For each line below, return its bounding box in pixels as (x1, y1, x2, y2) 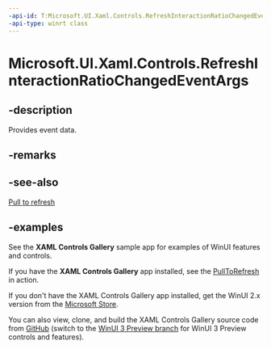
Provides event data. (8, 124, 77, 134)
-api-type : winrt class (8, 19, 89, 27)
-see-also (8, 175, 59, 190)
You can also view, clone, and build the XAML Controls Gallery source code (8, 314, 259, 324)
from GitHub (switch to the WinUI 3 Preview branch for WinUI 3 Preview (8, 323, 247, 333)
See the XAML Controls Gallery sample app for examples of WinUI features (8, 242, 261, 251)
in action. (8, 275, 40, 284)
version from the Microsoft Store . (8, 299, 119, 309)
